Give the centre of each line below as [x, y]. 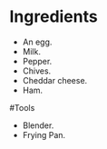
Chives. [37, 71]
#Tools [22, 107]
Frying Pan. [44, 134]
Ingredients [53, 17]
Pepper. [37, 61]
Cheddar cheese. [55, 80]
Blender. [38, 125]
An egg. [37, 42]
